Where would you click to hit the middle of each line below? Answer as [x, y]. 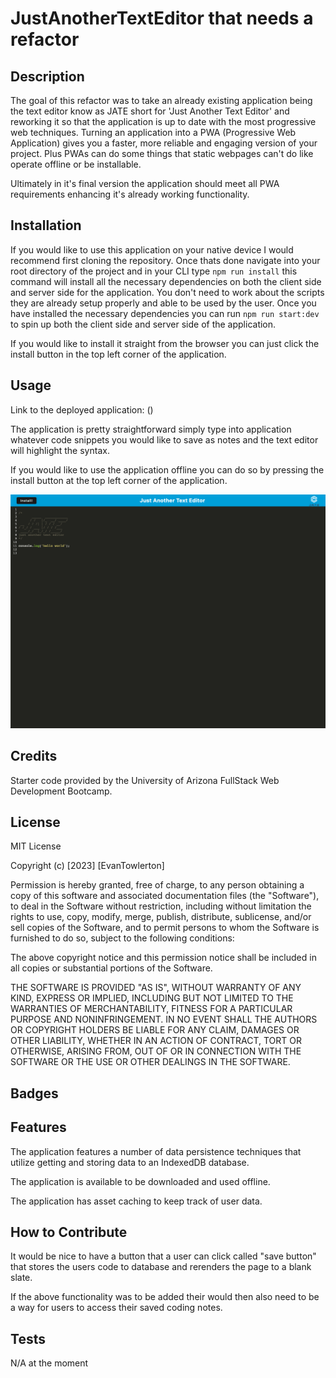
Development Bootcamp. [61, 791]
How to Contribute [69, 1232]
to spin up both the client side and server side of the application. [143, 324]
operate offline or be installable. [76, 164]
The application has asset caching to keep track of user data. [136, 1201]
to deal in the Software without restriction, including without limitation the [161, 906]
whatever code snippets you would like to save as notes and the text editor [164, 439]
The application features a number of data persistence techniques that [156, 1151]
